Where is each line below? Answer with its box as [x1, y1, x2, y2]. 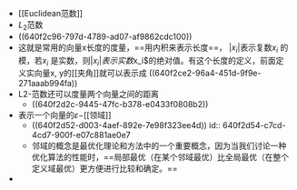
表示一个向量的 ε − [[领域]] [17, 110, 112, 121]
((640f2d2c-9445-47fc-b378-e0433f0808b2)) [31, 99, 209, 110]
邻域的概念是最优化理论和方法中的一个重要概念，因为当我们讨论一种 [31, 140, 287, 152]
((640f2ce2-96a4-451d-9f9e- [148, 67, 262, 79]
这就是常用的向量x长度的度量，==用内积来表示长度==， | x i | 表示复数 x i [17, 42, 279, 55]
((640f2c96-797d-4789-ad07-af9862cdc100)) [17, 31, 193, 42]
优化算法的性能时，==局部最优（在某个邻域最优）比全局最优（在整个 [31, 152, 290, 163]
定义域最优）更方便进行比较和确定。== [31, 163, 179, 175]
